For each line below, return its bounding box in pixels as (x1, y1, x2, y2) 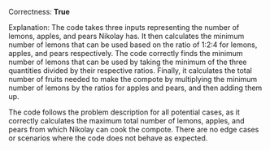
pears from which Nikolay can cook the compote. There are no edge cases (8, 125, 259, 134)
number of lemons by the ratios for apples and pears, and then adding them (8, 83, 263, 93)
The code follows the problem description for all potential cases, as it (8, 107, 240, 117)
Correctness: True (8, 7, 71, 16)
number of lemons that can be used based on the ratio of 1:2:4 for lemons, (8, 40, 258, 50)
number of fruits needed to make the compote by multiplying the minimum (8, 75, 258, 84)
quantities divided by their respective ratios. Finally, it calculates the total (8, 66, 252, 75)
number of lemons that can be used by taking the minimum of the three (8, 57, 247, 67)
